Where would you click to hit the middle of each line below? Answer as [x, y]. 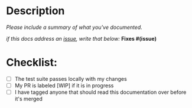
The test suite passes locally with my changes [71, 78]
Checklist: [32, 63]
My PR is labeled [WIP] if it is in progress [64, 85]
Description [35, 11]
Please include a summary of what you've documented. [74, 27]
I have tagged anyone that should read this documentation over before [100, 92]
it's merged [29, 99]
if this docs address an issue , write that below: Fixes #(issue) [81, 38]
